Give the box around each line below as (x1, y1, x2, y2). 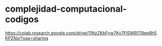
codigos (5, 14, 39, 25)
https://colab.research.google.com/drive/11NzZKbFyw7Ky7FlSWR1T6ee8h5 (5, 30, 157, 36)
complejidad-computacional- (5, 3, 127, 15)
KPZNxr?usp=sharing (5, 35, 48, 41)
